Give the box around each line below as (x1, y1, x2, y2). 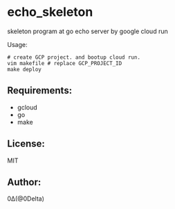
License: (7, 138, 45, 149)
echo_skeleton (7, 4, 93, 20)
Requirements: (7, 84, 73, 97)
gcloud (17, 103, 38, 111)
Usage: (7, 40, 28, 48)
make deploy (7, 66, 42, 73)
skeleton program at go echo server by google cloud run (7, 27, 168, 35)
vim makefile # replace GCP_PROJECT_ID (7, 60, 122, 66)
